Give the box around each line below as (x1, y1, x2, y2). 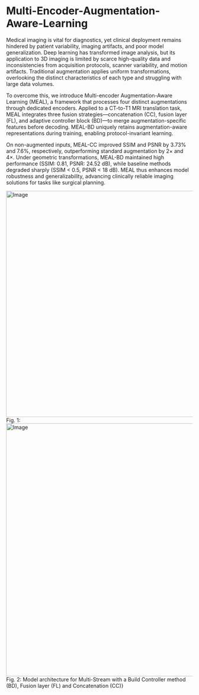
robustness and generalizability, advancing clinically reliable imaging (6, 172, 174, 180)
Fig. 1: (6, 417, 21, 424)
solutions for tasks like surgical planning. (6, 179, 105, 186)
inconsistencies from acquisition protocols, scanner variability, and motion (6, 61, 188, 69)
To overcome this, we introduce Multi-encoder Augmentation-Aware (6, 92, 173, 99)
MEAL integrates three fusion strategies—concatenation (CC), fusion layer (6, 111, 188, 118)
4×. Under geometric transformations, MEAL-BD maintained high (6, 153, 165, 161)
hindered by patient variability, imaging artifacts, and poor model (6, 43, 164, 50)
